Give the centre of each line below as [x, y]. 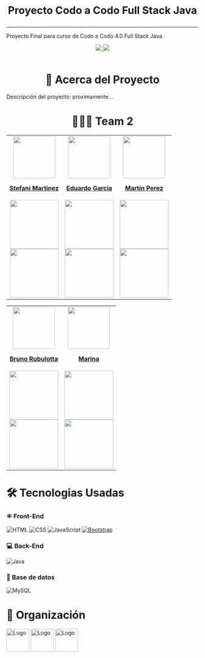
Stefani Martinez [34, 188]
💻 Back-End [25, 546]
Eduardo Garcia [89, 188]
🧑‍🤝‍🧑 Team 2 [103, 121]
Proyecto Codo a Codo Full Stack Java [103, 10]
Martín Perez [144, 188]
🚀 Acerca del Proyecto [103, 79]
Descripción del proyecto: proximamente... [60, 97]
